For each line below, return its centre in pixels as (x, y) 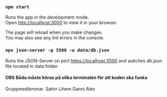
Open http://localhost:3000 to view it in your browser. (62, 23)
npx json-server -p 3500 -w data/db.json (57, 50)
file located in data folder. (32, 66)
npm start (17, 7)
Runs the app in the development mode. (47, 17)
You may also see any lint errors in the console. (55, 38)
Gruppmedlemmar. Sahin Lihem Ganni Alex (50, 89)
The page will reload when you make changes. (54, 32)
